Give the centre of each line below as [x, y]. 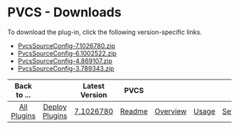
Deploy [55, 107]
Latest [94, 86]
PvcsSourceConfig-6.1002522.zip [67, 53]
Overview [171, 111]
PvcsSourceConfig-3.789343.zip [66, 68]
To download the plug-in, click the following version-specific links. [105, 32]
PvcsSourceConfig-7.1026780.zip [67, 45]
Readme [134, 111]
